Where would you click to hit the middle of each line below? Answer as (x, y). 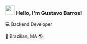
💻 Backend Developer (29, 24)
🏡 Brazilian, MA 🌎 (24, 36)
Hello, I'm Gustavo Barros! (49, 13)
